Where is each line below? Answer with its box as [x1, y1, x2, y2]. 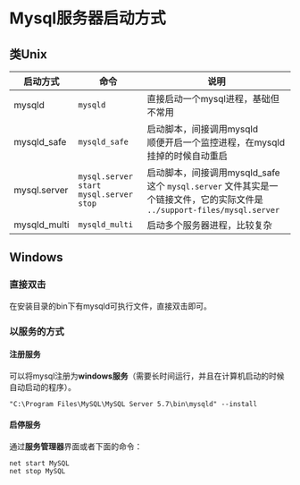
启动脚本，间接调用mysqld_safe [146, 166, 280, 179]
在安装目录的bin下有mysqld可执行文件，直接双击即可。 [9, 301, 212, 311]
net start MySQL [9, 459, 70, 468]
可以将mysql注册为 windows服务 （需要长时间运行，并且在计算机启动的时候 [9, 370, 285, 381]
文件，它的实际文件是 [173, 193, 263, 206]
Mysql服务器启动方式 [9, 8, 167, 29]
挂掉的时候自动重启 [146, 149, 228, 162]
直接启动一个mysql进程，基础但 [146, 93, 279, 105]
